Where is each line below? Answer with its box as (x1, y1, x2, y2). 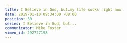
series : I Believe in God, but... (5, 21, 77, 26)
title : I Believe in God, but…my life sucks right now (5, 7, 122, 12)
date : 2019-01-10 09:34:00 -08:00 (5, 12, 77, 17)
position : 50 (5, 16, 32, 21)
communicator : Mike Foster (5, 26, 61, 31)
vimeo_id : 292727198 (5, 30, 48, 35)
